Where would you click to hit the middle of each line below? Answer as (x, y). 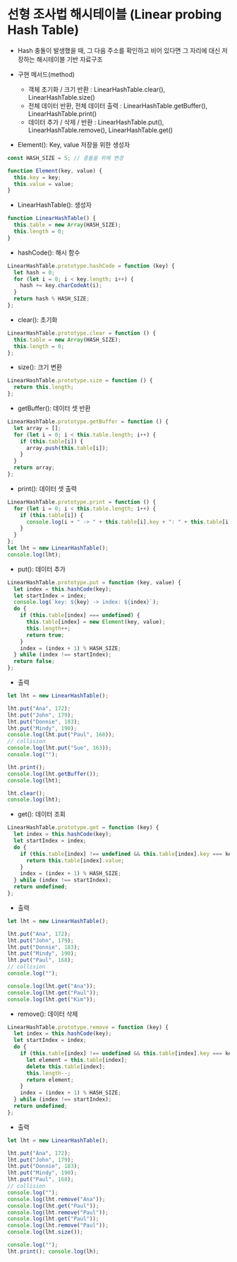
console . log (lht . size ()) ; (45, 1232)
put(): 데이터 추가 (41, 569)
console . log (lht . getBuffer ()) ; (53, 774)
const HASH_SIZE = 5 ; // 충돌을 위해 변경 (65, 158)
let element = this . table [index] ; (77, 1060)
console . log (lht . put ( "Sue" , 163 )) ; (60, 748)
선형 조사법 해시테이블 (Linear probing (115, 15)
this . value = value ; (44, 184)
